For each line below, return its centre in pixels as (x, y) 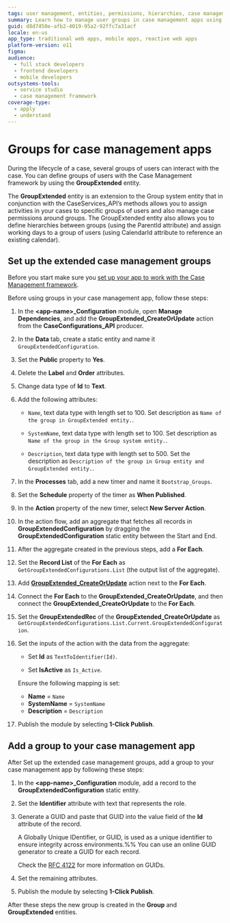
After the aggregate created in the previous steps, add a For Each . (111, 549)
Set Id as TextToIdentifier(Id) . (73, 657)
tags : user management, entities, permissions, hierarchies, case (104, 13)
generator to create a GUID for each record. (79, 852)
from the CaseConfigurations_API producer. (81, 326)
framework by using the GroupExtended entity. (74, 183)
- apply (25, 109)
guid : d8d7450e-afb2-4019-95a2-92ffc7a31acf (72, 26)
